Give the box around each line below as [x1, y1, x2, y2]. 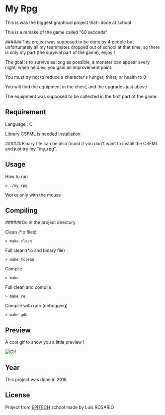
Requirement [5, 108, 46, 116]
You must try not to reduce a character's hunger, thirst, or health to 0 [5, 74, 147, 80]
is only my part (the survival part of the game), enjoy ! [5, 49, 115, 55]
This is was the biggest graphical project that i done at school [5, 19, 132, 25]
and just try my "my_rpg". [5, 146, 57, 152]
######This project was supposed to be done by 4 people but [5, 38, 134, 45]
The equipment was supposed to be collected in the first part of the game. [5, 93, 158, 99]
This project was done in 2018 [5, 377, 67, 382]
